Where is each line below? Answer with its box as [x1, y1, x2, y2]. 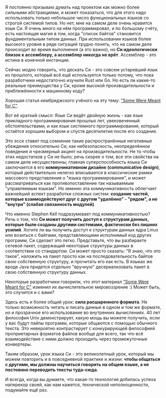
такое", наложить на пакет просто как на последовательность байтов [5, 253, 153, 259]
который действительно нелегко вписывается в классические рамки [5, 170, 153, 176]
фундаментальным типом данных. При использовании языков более [5, 36, 152, 42]
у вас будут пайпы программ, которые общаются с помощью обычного [5, 320, 158, 326]
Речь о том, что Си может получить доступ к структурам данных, [5, 216, 149, 222]
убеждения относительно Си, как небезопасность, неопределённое [5, 143, 150, 149]
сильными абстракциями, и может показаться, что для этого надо [5, 9, 146, 15]
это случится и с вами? [5, 290, 55, 295]
